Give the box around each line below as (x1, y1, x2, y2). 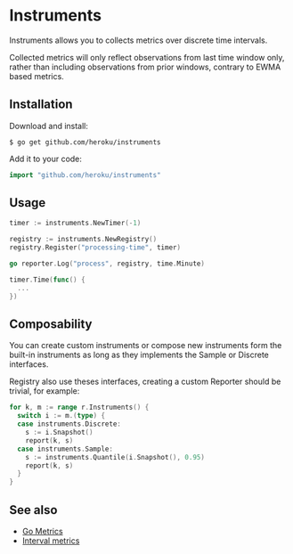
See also (9, 502, 58, 517)
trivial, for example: (9, 386, 80, 396)
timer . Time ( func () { (9, 275, 86, 284)
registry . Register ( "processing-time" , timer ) (9, 243, 181, 252)
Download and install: (9, 120, 89, 131)
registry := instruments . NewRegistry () (9, 235, 158, 244)
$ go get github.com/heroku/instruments (9, 137, 162, 147)
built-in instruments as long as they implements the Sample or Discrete (9, 349, 270, 361)
